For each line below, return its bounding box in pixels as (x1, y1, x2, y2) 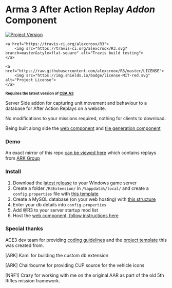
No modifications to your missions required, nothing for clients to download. (5, 115, 166, 121)
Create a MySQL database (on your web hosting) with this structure (12, 196, 156, 202)
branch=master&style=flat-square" (5, 50, 80, 55)
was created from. (5, 242, 44, 248)
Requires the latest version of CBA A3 (5, 91, 74, 96)
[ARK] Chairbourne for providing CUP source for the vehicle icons (5, 262, 145, 268)
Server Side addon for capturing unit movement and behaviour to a (5, 100, 147, 106)
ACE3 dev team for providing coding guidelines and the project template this (5, 237, 167, 243)
